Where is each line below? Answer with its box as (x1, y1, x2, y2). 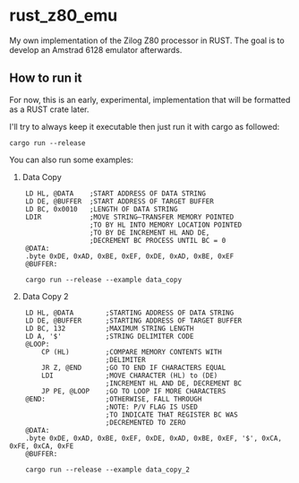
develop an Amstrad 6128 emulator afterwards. (9, 44, 183, 55)
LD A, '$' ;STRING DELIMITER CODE (25, 332, 194, 341)
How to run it (9, 71, 82, 86)
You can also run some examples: (9, 154, 134, 165)
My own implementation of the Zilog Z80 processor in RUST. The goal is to (9, 35, 285, 46)
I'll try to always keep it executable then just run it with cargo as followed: (9, 121, 280, 132)
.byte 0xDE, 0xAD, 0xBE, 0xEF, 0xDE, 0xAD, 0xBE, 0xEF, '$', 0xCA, (25, 434, 282, 443)
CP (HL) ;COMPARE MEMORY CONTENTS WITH (41, 347, 222, 357)
